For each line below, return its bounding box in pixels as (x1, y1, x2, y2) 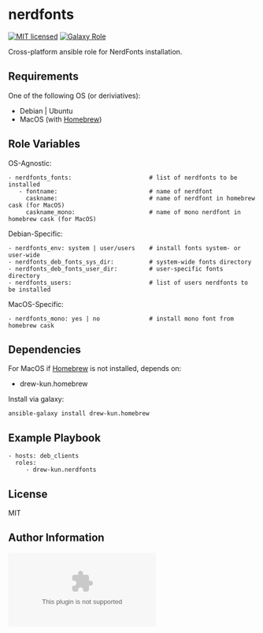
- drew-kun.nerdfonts (25, 466, 97, 474)
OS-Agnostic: (8, 158, 52, 167)
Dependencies (8, 343, 81, 356)
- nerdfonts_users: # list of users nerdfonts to (8, 279, 248, 287)
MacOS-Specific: (8, 299, 65, 309)
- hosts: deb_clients (8, 452, 80, 460)
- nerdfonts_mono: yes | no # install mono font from (8, 314, 235, 323)
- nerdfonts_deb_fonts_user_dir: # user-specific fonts (8, 264, 224, 273)
